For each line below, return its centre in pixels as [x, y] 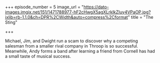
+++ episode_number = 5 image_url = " [44, 7]
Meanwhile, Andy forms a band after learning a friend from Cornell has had [80, 51]
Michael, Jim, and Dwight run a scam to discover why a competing [72, 41]
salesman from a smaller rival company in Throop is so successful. [72, 46]
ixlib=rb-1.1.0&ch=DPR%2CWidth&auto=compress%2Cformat [67, 17]
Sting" [11, 22]
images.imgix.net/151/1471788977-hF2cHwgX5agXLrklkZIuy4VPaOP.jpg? [78, 12]
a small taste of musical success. [38, 56]
